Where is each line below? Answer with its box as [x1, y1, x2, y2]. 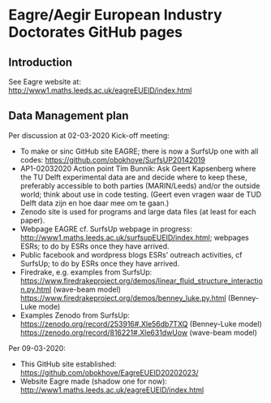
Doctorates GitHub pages [8, 23, 183, 41]
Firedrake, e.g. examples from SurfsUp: [19, 266, 153, 277]
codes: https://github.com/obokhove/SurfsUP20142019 [19, 154, 205, 164]
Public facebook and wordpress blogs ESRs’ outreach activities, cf [19, 249, 243, 259]
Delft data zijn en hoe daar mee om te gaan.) [19, 197, 170, 208]
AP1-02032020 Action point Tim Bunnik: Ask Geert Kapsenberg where [19, 163, 256, 173]
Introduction [8, 55, 73, 69]
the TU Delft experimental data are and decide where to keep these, [19, 172, 247, 182]
